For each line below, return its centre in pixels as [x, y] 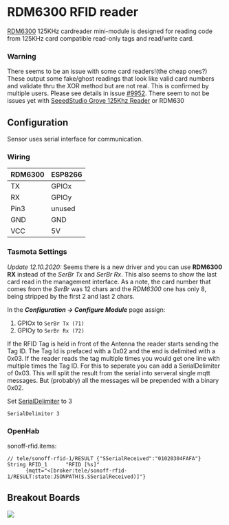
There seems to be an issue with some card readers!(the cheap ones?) [107, 71]
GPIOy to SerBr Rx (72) [51, 330]
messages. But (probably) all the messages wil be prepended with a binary [113, 380]
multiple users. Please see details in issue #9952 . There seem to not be [108, 93]
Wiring [19, 157]
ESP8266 [67, 175]
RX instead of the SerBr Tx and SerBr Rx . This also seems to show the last [112, 274]
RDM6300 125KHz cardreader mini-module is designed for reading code [110, 31]
